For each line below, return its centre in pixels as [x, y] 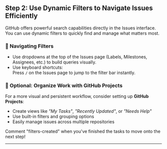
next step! [15, 137]
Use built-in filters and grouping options [53, 117]
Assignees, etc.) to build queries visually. [54, 62]
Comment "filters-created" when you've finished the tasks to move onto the [83, 132]
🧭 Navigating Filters [29, 46]
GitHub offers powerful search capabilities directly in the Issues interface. [81, 28]
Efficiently [22, 16]
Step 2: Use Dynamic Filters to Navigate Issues [79, 8]
